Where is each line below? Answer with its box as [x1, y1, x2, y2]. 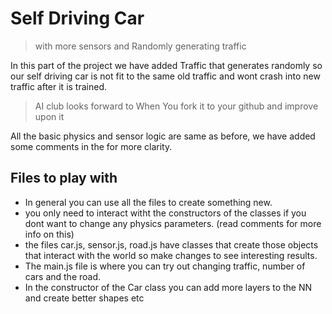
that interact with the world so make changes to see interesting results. [24, 249, 318, 261]
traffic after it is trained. [10, 80, 107, 92]
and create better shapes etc [24, 292, 145, 304]
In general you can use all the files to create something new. [24, 196, 273, 208]
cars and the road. [24, 270, 102, 282]
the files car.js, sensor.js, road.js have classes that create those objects [24, 238, 319, 251]
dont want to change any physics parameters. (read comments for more [24, 217, 322, 229]
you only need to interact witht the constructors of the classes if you [24, 207, 307, 219]
